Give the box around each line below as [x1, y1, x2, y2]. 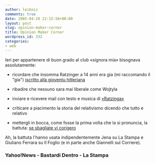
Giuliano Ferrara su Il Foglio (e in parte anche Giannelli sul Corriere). [5, 140, 141, 145]
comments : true [5, 12, 36, 17]
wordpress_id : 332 [5, 35, 42, 40]
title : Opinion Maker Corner [5, 30, 64, 35]
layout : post [5, 20, 32, 26]
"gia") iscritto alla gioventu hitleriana [12, 77, 85, 82]
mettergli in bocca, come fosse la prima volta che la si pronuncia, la [12, 120, 148, 125]
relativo [12, 110, 28, 116]
